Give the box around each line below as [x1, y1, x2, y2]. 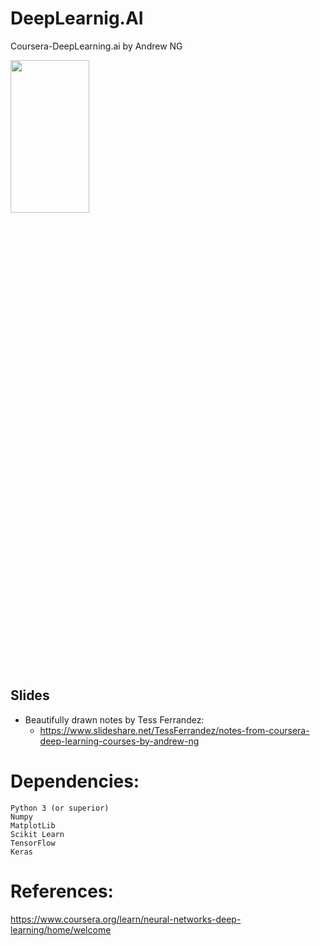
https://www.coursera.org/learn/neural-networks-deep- [10, 913, 242, 925]
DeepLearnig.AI [10, 7, 144, 30]
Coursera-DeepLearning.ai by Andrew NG [10, 40, 183, 52]
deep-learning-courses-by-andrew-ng [39, 735, 200, 747]
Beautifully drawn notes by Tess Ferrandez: [24, 713, 205, 726]
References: [10, 880, 114, 902]
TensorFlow [10, 838, 56, 848]
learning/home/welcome [10, 923, 112, 936]
